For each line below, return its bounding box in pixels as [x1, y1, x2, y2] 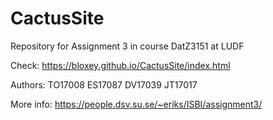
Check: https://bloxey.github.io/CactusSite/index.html [10, 59, 231, 71]
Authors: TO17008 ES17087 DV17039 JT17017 [10, 78, 198, 91]
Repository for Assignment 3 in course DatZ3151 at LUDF [10, 40, 245, 52]
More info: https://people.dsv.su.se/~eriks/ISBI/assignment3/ [10, 98, 263, 110]
